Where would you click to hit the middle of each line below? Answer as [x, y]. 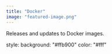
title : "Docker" [26, 11]
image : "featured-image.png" [41, 17]
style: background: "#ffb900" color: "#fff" [56, 45]
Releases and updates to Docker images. [55, 33]
